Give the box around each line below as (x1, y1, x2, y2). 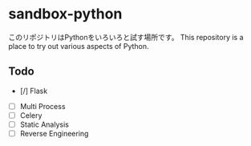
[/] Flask (19, 86, 48, 95)
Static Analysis (19, 120, 70, 129)
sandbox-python (8, 5, 123, 23)
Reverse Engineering (19, 128, 89, 138)
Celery (19, 110, 43, 120)
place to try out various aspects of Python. (8, 41, 150, 51)
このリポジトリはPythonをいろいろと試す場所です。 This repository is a (8, 32, 244, 42)
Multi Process (19, 101, 66, 111)
